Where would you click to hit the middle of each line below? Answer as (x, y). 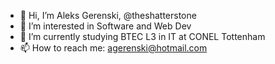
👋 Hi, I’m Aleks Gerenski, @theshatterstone (108, 15)
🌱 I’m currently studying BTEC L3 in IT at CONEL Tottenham (142, 36)
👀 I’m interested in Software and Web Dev (105, 26)
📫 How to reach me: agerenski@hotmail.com (113, 48)
